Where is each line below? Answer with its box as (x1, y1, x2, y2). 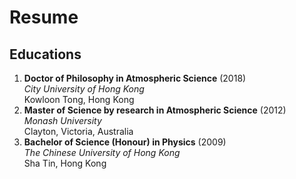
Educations (9, 46, 82, 63)
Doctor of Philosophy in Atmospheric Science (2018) (23, 72, 247, 84)
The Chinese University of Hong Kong (23, 147, 181, 158)
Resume (9, 6, 79, 29)
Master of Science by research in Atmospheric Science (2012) (23, 104, 287, 116)
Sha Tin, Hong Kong (23, 157, 107, 169)
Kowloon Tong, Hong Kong (23, 94, 135, 105)
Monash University (23, 115, 102, 126)
